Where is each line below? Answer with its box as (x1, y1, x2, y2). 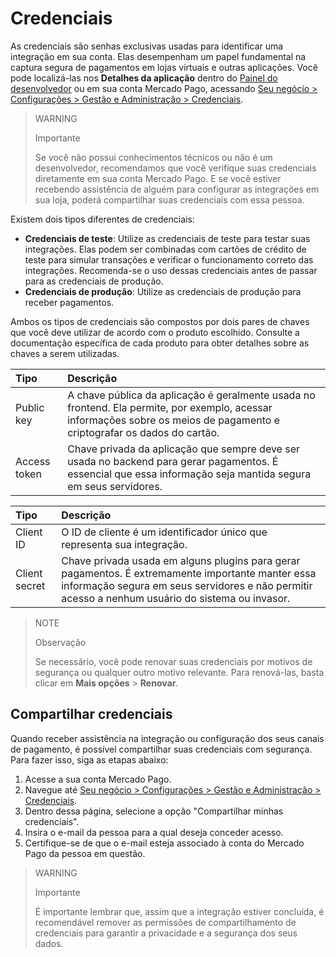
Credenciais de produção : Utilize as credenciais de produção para (24, 285, 302, 297)
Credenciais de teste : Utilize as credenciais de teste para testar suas (24, 232, 311, 244)
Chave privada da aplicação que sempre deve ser (67, 442, 300, 456)
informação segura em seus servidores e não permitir (61, 578, 313, 592)
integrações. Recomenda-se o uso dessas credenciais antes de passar (24, 264, 318, 276)
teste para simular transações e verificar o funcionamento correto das (24, 253, 314, 266)
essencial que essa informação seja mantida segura (67, 467, 312, 481)
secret (15, 578, 46, 592)
